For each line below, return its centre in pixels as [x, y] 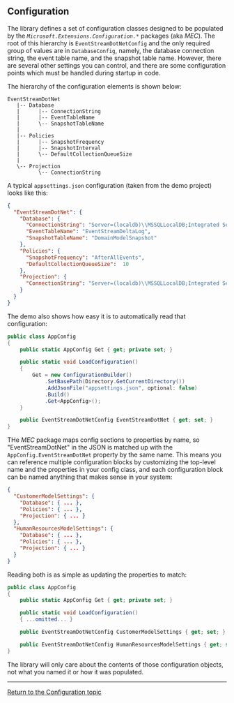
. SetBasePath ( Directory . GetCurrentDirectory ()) [115, 382]
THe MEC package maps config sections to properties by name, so [103, 440]
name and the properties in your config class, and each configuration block [115, 470]
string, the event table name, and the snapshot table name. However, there [114, 58]
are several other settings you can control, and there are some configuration [117, 65]
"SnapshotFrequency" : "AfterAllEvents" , [85, 258]
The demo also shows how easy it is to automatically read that [96, 316]
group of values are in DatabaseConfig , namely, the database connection [111, 50]
